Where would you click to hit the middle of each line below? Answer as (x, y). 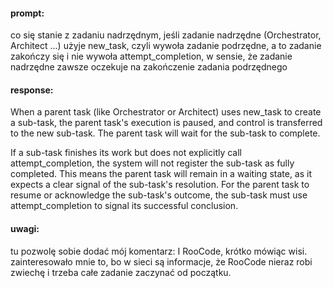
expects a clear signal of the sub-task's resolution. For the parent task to (160, 185)
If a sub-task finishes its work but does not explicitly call (126, 153)
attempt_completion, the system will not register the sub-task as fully (152, 163)
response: (32, 90)
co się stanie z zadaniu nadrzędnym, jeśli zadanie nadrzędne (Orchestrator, (166, 35)
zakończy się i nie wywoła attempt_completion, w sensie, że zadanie (151, 56)
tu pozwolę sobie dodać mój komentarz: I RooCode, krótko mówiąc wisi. (159, 251)
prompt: (27, 13)
